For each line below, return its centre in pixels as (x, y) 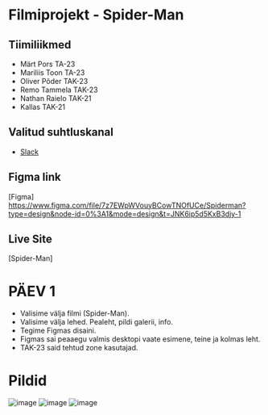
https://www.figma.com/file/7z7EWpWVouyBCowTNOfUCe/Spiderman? (127, 205)
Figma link (35, 177)
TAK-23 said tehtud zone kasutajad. (79, 348)
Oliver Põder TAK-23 (54, 81)
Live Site (30, 239)
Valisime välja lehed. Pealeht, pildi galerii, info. (96, 322)
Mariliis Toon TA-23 (52, 73)
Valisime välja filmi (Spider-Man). (75, 313)
